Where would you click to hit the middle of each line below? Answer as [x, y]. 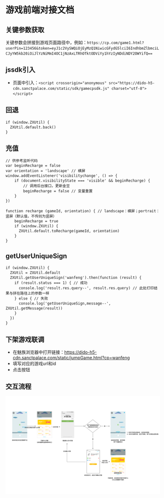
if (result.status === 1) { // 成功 [51, 283]
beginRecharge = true [36, 221]
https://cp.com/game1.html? [116, 43]
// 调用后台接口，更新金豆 [47, 186]
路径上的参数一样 [35, 293]
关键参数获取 [25, 30]
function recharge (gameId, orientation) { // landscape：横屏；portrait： [83, 211]
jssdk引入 [21, 70]
